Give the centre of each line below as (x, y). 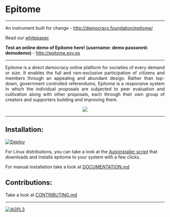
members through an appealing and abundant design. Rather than (79, 78)
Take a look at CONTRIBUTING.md (41, 195)
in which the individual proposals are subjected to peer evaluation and (85, 89)
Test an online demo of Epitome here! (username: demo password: (77, 47)
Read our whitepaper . (28, 38)
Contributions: (29, 183)
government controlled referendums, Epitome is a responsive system (92, 83)
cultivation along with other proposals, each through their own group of (85, 94)
